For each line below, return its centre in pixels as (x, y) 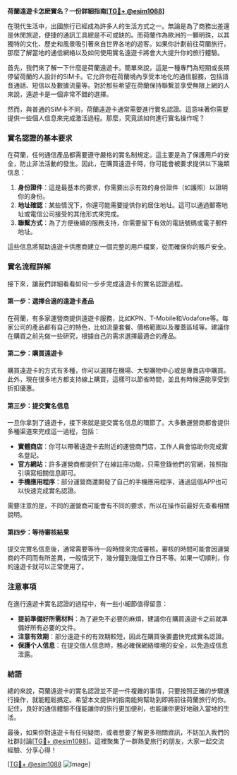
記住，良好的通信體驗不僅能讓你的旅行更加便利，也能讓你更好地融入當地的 (115, 709)
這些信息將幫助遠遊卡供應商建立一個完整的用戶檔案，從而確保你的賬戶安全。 (119, 247)
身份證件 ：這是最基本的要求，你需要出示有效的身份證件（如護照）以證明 (122, 187)
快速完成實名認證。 (51, 491)
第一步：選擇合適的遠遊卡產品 (50, 301)
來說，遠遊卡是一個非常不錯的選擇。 (60, 94)
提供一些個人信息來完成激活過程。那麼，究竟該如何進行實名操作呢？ (106, 118)
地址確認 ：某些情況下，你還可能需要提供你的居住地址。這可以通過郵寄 (120, 205)
